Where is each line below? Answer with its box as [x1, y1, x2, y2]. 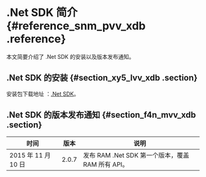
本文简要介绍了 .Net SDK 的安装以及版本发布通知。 [6, 53, 135, 60]
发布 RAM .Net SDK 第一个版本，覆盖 [83, 151, 189, 159]
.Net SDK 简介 [6, 6, 78, 20]
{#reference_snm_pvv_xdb [6, 19, 146, 33]
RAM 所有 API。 [83, 160, 129, 168]
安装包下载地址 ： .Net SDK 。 [6, 90, 80, 97]
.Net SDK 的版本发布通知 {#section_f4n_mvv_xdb [6, 110, 196, 120]
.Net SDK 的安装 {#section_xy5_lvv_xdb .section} [6, 73, 198, 83]
